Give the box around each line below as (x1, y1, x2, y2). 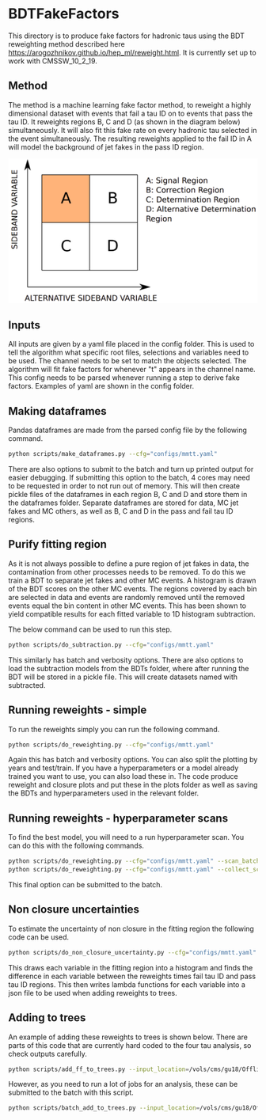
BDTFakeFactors (8, 5, 120, 23)
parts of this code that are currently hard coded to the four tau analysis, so (8, 1040, 252, 1050)
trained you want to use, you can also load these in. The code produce (8, 772, 239, 781)
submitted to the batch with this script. (8, 1088, 135, 1097)
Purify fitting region (8, 537, 107, 551)
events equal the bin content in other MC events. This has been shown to (8, 601, 247, 610)
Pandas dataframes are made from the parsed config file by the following (8, 425, 247, 435)
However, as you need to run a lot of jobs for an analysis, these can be (8, 1080, 238, 1089)
